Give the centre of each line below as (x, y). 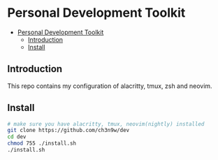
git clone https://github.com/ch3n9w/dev (68, 131)
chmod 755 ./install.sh (42, 144)
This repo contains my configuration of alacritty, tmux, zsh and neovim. (110, 86)
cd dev (17, 137)
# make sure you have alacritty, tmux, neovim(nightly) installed (106, 124)
